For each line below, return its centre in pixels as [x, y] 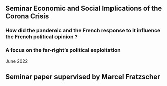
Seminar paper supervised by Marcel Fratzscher [83, 77]
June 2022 [17, 61]
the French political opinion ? [41, 37]
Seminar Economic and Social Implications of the [84, 8]
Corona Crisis [27, 16]
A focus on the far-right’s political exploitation [63, 50]
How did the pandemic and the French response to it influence [83, 31]
